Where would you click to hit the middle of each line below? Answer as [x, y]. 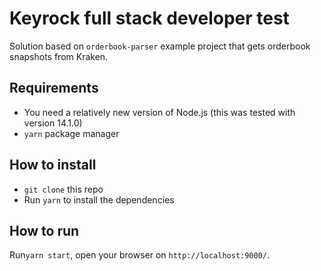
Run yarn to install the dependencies [99, 199]
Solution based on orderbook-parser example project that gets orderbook [160, 46]
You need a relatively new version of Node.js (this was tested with [159, 112]
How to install [53, 165]
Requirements [54, 88]
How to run [44, 230]
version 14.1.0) [53, 123]
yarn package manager [71, 133]
